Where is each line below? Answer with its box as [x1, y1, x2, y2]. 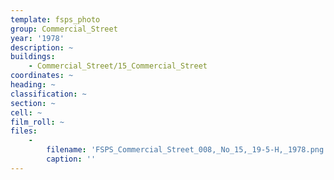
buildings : [10, 52, 56, 62]
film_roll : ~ [10, 117, 65, 127]
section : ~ [10, 98, 56, 108]
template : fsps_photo [10, 14, 101, 25]
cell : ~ [10, 107, 43, 118]
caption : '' [46, 154, 97, 164]
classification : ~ [10, 89, 87, 99]
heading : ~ [10, 80, 56, 90]
